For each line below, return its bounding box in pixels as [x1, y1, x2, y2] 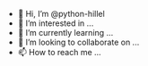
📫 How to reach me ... [17, 47, 101, 57]
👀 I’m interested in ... [17, 18, 94, 29]
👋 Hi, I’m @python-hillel [17, 9, 105, 19]
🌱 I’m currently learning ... [17, 28, 114, 37]
